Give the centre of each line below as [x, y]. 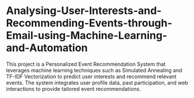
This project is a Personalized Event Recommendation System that [86, 64]
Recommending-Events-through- [89, 23]
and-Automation [47, 48]
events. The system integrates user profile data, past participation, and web [97, 82]
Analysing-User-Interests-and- [84, 11]
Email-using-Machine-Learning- [87, 36]
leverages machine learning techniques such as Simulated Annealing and [94, 70]
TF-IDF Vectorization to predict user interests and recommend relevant [91, 76]
